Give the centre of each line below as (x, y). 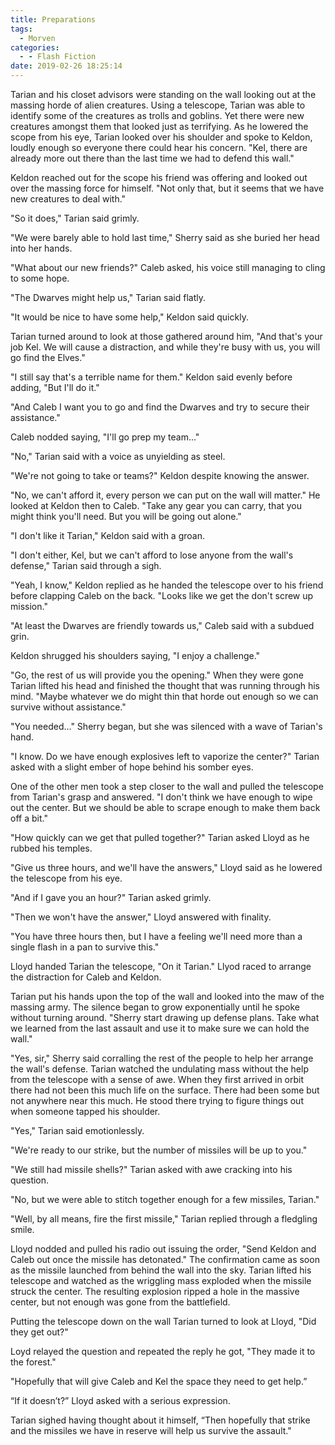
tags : (21, 29)
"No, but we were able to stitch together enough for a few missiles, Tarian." (165, 1199)
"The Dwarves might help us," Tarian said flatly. (108, 297)
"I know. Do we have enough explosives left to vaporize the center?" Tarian (165, 756)
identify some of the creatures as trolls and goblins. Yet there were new (157, 115)
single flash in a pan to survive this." (85, 947)
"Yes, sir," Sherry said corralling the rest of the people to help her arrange (162, 1058)
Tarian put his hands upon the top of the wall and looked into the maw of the (167, 996)
